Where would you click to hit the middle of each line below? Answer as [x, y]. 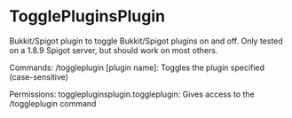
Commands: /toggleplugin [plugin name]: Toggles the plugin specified [137, 67]
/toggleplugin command [53, 103]
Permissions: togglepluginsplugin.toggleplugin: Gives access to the [132, 94]
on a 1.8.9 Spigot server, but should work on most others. [114, 50]
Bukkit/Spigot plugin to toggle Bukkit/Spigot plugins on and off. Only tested [146, 41]
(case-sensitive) [39, 76]
